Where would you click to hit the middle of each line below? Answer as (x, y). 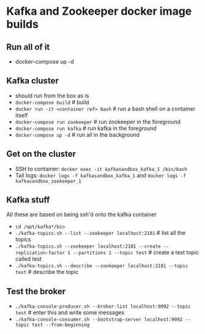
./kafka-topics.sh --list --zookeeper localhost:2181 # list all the (100, 233)
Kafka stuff (28, 200)
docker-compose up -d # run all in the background (77, 135)
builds (22, 24)
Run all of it (28, 47)
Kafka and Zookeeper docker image (99, 11)
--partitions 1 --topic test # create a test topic (136, 252)
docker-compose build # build (52, 102)
